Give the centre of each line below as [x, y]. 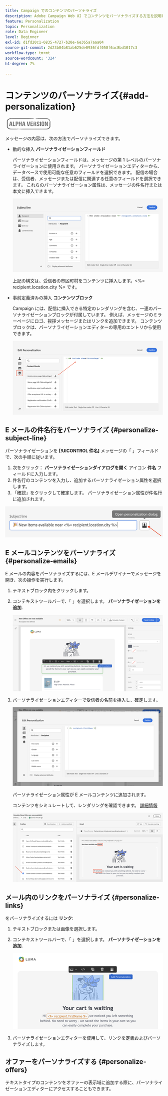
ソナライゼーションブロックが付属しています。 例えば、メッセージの [83, 315]
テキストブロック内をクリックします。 [51, 591]
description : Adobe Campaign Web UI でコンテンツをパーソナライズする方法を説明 [83, 16]
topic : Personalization [30, 27]
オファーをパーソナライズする [51, 1062]
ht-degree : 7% [20, 63]
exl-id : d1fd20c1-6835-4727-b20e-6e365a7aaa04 [54, 43]
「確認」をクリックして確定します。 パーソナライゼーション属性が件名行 [87, 493]
